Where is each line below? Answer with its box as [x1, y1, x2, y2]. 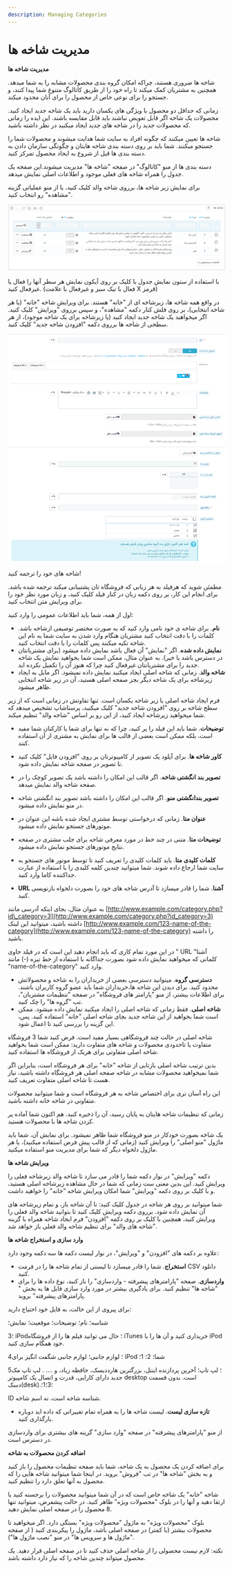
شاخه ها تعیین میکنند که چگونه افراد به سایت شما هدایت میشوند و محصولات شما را [8, 134, 221, 142]
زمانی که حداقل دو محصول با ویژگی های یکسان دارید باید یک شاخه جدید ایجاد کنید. [8, 106, 218, 114]
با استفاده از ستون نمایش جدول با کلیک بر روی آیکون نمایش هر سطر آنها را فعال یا [8, 277, 220, 285]
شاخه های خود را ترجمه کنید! [8, 569, 81, 578]
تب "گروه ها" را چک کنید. [17, 998, 83, 1006]
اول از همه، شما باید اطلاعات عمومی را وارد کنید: [8, 611, 134, 619]
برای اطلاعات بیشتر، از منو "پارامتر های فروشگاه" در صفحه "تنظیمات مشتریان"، [17, 990, 225, 998]
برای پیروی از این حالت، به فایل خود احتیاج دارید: [8, 1305, 132, 1313]
